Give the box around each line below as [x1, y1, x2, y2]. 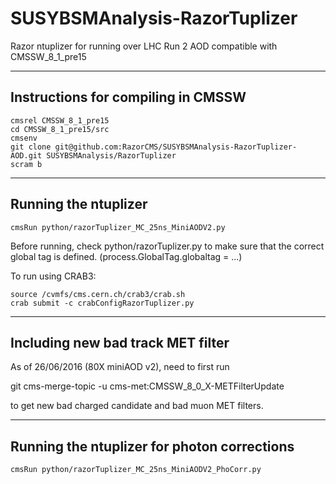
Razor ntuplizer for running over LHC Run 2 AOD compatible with [10, 40, 278, 52]
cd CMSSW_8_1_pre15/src [10, 124, 110, 134]
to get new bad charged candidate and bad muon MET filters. [10, 400, 264, 412]
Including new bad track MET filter [10, 334, 230, 351]
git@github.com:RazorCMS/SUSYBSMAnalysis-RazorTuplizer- [54, 142, 298, 152]
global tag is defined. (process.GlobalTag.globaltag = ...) [10, 250, 243, 262]
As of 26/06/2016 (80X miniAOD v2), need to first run [10, 361, 230, 373]
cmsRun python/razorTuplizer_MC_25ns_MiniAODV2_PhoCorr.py [10, 465, 262, 475]
